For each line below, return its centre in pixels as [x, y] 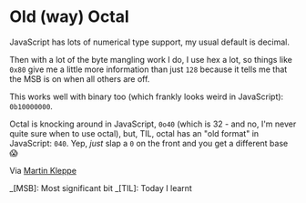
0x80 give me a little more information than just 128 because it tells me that [148, 69]
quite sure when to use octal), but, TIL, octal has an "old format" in [134, 133]
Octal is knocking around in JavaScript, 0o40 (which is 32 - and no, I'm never [153, 124]
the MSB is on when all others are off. [80, 78]
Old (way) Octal [69, 17]
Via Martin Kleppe [43, 170]
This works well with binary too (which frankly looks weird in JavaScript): [147, 96]
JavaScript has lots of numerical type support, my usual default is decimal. [149, 42]
